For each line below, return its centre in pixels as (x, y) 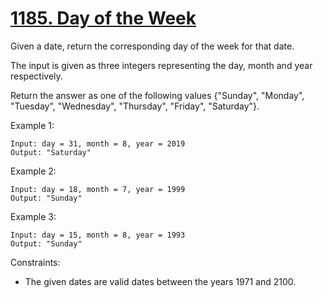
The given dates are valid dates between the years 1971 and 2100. (160, 281)
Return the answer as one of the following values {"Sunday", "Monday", (157, 95)
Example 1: (32, 125)
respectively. (36, 76)
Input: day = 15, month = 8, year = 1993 (98, 235)
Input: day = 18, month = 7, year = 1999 (98, 189)
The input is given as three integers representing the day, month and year (161, 65)
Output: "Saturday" (51, 152)
